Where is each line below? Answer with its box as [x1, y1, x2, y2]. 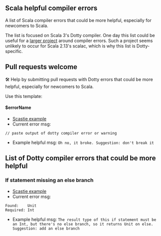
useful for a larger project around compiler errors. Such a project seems [5, 37, 153, 43]
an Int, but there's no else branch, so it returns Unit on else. [12, 221, 154, 226]
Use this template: [5, 93, 42, 99]
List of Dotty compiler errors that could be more [5, 154, 156, 162]
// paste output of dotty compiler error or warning [5, 130, 117, 135]
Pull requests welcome [5, 62, 78, 71]
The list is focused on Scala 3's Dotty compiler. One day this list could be [5, 32, 156, 38]
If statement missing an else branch [5, 177, 94, 184]
